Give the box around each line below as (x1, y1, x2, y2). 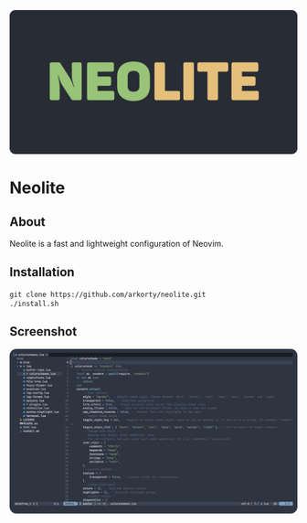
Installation (9, 264, 75, 280)
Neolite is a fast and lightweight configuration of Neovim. (9, 239, 224, 249)
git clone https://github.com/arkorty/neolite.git (9, 290, 206, 299)
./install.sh (9, 299, 59, 308)
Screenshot (9, 324, 78, 339)
